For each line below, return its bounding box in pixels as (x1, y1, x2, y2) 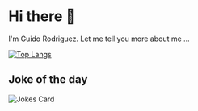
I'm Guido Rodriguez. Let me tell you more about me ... (8, 34, 190, 43)
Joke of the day (8, 72, 88, 87)
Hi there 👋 (8, 7, 75, 26)
